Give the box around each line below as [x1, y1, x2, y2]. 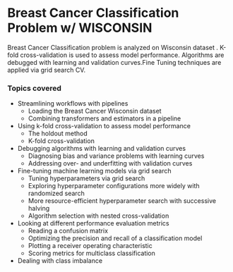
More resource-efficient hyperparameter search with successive [28, 197, 217, 205]
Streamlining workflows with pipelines [17, 99, 129, 108]
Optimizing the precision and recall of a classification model [28, 234, 203, 242]
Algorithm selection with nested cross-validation [28, 211, 169, 220]
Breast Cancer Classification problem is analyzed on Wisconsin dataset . [7, 43, 219, 51]
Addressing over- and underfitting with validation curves [28, 159, 193, 168]
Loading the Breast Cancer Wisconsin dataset [28, 107, 162, 116]
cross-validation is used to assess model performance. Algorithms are [20, 51, 225, 59]
